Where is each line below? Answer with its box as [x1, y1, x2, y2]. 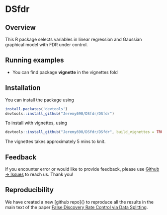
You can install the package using [5, 97, 75, 103]
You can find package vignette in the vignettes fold [12, 69, 118, 75]
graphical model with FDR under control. [5, 42, 88, 48]
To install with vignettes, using [5, 120, 67, 126]
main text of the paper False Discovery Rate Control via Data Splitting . [5, 204, 148, 210]
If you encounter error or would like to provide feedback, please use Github [5, 166, 160, 172]
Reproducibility [5, 186, 54, 194]
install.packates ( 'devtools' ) [5, 106, 68, 111]
